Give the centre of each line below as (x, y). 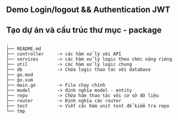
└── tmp (16, 111)
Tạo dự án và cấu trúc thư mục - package (84, 30)
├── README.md (24, 49)
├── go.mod (20, 75)
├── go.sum (20, 80)
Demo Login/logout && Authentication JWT (88, 10)
